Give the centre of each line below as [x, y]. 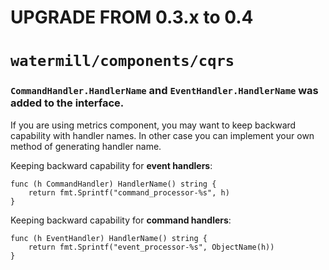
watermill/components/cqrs [122, 61]
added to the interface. [67, 103]
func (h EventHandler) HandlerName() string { [109, 238]
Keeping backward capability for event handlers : [111, 165]
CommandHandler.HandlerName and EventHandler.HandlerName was [164, 91]
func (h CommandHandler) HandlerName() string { [113, 184]
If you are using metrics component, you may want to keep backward [153, 125]
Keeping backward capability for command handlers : [121, 220]
